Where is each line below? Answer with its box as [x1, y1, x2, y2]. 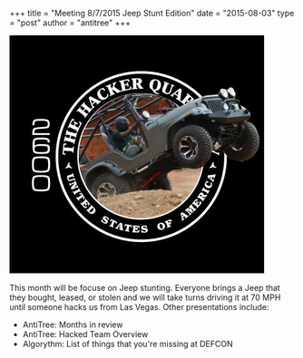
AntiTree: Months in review [22, 319, 123, 330]
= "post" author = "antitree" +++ [9, 17, 132, 28]
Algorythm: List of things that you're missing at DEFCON [22, 339, 233, 349]
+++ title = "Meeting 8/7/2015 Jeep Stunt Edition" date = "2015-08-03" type [9, 8, 295, 18]
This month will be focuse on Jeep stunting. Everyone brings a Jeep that [9, 283, 281, 293]
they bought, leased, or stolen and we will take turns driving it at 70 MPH [9, 292, 281, 303]
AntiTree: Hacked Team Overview [22, 329, 149, 339]
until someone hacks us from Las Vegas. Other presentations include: [9, 302, 269, 312]
